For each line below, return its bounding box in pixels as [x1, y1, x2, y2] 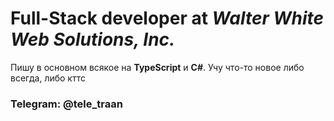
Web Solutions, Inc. [10, 28, 176, 51]
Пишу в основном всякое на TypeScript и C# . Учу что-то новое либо [10, 61, 305, 73]
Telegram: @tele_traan [10, 97, 123, 111]
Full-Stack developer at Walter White [10, 7, 325, 30]
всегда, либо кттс [10, 72, 86, 84]
